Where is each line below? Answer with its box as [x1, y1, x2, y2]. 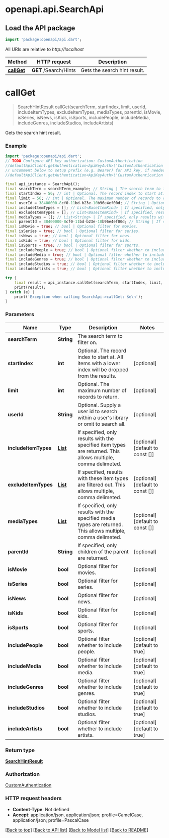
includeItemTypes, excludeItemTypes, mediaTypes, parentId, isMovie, [17, 109, 162, 115]
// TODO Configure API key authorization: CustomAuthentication [5, 158, 143, 163]
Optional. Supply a [77, 401, 121, 408]
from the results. [77, 372, 117, 379]
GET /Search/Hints [32, 67, 76, 74]
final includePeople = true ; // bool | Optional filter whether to [5, 247, 150, 252]
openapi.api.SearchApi [5, 4, 104, 15]
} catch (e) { [5, 289, 35, 294]
